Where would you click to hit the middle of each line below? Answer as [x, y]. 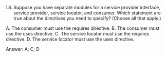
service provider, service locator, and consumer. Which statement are [87, 13]
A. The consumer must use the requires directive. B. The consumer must [83, 28]
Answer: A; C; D [23, 49]
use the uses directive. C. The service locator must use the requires [78, 34]
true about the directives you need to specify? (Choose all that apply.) [87, 18]
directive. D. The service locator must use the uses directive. [70, 39]
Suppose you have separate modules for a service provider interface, [87, 7]
